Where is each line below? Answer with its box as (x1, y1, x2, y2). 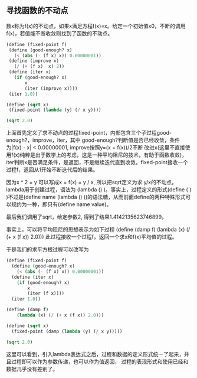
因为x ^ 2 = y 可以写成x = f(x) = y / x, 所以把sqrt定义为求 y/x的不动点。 (6, 179, 177, 186)
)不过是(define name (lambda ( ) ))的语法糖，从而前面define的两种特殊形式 (6, 194, 186, 201)
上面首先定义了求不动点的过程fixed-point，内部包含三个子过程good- (6, 129, 172, 136)
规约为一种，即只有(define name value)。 (11, 201, 112, 208)
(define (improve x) (8, 58, 60, 64)
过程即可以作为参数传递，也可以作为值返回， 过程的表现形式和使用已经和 (11, 358, 189, 365)
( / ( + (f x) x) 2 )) (14, 64, 65, 70)
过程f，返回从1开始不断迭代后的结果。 (6, 166, 98, 173)
